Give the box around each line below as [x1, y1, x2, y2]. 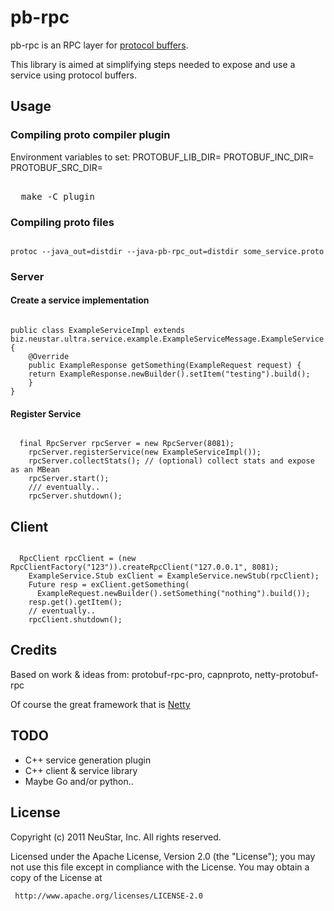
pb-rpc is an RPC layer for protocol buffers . [10, 39, 189, 51]
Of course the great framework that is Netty [10, 698, 191, 710]
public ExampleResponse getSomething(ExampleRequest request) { [28, 361, 302, 371]
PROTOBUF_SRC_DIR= [10, 161, 103, 173]
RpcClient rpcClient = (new [19, 554, 137, 564]
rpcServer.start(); [28, 474, 110, 484]
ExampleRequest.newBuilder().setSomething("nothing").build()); [36, 589, 311, 599]
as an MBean [10, 465, 60, 475]
